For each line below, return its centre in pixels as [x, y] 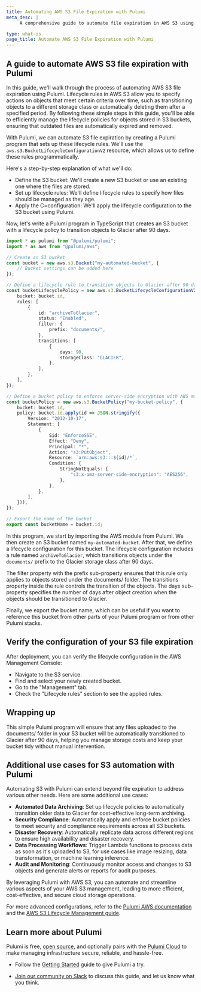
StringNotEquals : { [84, 469]
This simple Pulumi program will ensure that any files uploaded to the [91, 727]
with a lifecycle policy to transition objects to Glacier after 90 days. [88, 230]
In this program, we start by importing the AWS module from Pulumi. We [95, 536]
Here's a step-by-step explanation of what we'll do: [69, 168]
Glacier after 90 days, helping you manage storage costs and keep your [95, 740]
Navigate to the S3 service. [48, 674]
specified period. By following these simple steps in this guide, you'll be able [100, 113]
